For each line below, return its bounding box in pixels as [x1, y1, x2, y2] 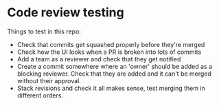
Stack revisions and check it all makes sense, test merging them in [16, 84, 206, 92]
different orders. [16, 91, 64, 100]
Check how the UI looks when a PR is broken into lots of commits [16, 48, 202, 56]
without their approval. [16, 76, 81, 85]
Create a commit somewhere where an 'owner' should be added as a [16, 62, 213, 70]
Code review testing [7, 5, 125, 20]
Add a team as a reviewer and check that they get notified [16, 55, 181, 63]
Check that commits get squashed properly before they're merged [16, 40, 205, 48]
